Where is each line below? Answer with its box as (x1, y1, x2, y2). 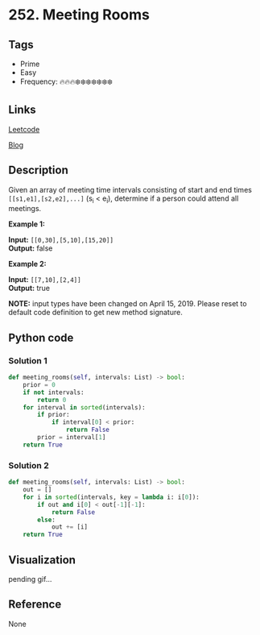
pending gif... (8, 574, 52, 583)
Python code (8, 330, 74, 344)
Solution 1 (8, 355, 47, 366)
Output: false (8, 243, 53, 253)
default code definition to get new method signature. (8, 308, 183, 317)
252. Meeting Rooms (8, 6, 151, 24)
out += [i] (51, 523, 89, 531)
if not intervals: (23, 388, 85, 396)
